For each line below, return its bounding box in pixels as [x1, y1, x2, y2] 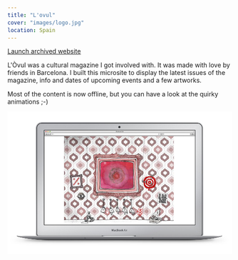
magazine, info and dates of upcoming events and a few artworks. [7, 76, 202, 85]
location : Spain [7, 26, 56, 34]
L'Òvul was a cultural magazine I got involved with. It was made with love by [7, 61, 230, 69]
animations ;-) [7, 97, 48, 106]
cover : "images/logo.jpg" [7, 19, 84, 26]
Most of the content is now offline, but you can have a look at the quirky [7, 90, 219, 99]
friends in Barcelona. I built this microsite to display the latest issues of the [7, 69, 226, 77]
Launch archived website [7, 47, 81, 56]
